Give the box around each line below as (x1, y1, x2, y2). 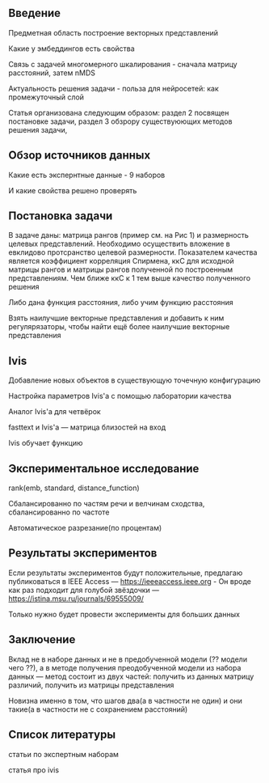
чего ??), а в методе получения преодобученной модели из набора (8, 662, 242, 672)
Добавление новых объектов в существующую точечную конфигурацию (8, 375, 261, 385)
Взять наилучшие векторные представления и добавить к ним (8, 313, 225, 323)
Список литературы (8, 728, 116, 742)
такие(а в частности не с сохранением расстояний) (8, 704, 188, 714)
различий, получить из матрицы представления (8, 679, 174, 690)
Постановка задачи (8, 210, 113, 223)
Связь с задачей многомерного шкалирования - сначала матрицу (8, 59, 237, 69)
